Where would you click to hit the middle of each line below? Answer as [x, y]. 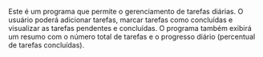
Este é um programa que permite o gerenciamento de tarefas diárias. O [126, 11]
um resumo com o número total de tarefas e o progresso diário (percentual [132, 36]
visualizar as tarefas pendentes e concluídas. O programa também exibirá [130, 28]
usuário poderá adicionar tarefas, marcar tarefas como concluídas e [121, 20]
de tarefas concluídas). [47, 45]
